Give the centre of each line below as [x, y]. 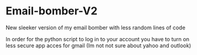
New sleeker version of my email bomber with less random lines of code [95, 27]
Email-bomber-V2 [52, 11]
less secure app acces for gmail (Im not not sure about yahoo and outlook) [98, 45]
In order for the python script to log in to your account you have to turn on [98, 39]
